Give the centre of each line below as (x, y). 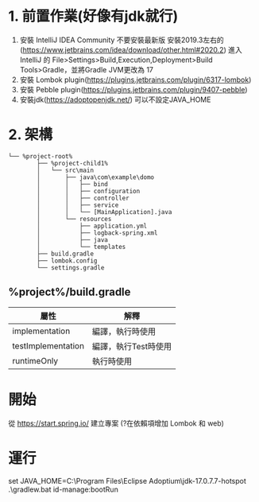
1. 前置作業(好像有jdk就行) (93, 16)
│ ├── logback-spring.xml (97, 233)
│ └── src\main (65, 170)
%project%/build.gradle (70, 292)
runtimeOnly (35, 360)
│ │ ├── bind (73, 184)
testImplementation (48, 345)
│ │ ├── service (78, 205)
